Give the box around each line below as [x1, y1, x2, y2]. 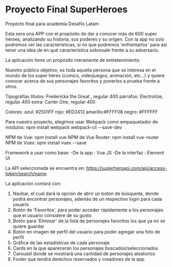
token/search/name [5, 170, 47, 176]
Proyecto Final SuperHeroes [5, 4, 128, 15]
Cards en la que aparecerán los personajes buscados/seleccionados [12, 245, 158, 251]
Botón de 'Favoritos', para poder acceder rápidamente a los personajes [12, 207, 163, 213]
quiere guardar [12, 223, 45, 229]
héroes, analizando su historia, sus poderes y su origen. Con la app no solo [5, 36, 165, 42]
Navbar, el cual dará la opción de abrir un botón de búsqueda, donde [12, 190, 159, 197]
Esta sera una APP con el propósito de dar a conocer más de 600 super [5, 30, 157, 37]
